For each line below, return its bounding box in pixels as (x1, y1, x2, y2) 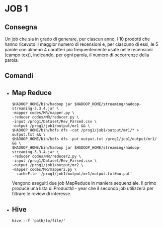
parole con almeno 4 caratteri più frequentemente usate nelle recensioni (4, 47, 153, 52)
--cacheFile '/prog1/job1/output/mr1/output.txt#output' (11, 171, 133, 177)
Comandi (4, 72, 33, 80)
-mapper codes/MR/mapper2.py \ (11, 167, 77, 172)
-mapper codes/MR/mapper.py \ (11, 111, 75, 115)
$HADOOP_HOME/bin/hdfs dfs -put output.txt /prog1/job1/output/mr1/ (11, 136, 157, 142)
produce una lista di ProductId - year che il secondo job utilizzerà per (11, 185, 154, 192)
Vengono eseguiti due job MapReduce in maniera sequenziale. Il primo (11, 180, 157, 186)
